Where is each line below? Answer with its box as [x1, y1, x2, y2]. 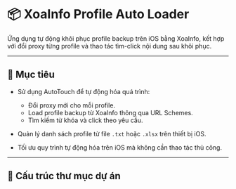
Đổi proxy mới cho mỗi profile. [27, 100, 116, 110]
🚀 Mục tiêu [7, 69, 55, 81]
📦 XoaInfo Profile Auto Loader [7, 6, 190, 22]
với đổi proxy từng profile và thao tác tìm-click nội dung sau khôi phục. [7, 41, 212, 50]
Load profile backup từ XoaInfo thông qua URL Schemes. [27, 108, 193, 117]
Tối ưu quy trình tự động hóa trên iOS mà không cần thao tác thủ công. [17, 143, 223, 152]
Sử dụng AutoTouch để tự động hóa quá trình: [17, 87, 150, 96]
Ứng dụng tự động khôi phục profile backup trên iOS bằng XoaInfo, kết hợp [7, 34, 225, 43]
